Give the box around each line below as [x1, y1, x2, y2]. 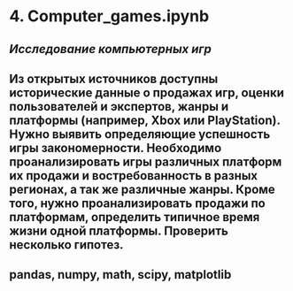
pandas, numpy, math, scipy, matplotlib [9, 267, 232, 282]
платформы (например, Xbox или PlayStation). [9, 112, 281, 127]
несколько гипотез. [9, 237, 124, 252]
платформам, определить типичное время [9, 210, 260, 225]
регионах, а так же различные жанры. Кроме [9, 181, 276, 196]
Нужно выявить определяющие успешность [9, 126, 271, 142]
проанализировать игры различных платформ [9, 154, 282, 169]
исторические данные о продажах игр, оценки [9, 85, 285, 100]
